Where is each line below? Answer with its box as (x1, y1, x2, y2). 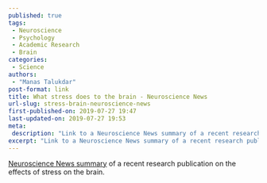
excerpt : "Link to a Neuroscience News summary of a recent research (8, 136, 244, 145)
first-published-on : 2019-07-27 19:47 (8, 108, 137, 116)
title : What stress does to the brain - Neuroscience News (8, 93, 208, 101)
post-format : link (8, 85, 69, 93)
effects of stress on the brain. (8, 167, 105, 177)
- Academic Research (11, 41, 80, 49)
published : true (8, 11, 62, 20)
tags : (8, 19, 26, 27)
